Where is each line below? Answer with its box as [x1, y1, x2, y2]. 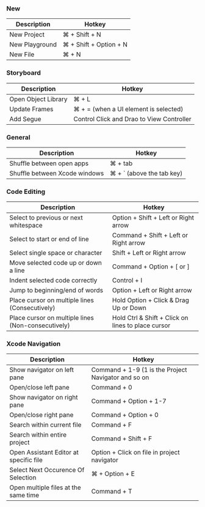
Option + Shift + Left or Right [112, 213, 194, 222]
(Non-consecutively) [9, 321, 70, 330]
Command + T [91, 487, 132, 496]
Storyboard [6, 68, 41, 77]
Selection [9, 473, 37, 482]
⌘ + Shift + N [62, 31, 102, 39]
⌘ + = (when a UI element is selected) [73, 105, 184, 113]
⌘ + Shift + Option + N [62, 40, 128, 49]
